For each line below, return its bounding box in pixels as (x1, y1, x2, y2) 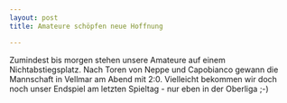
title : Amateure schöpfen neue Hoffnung (9, 22, 164, 31)
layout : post (9, 13, 59, 23)
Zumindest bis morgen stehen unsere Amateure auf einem (9, 54, 226, 65)
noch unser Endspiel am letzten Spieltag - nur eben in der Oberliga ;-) (9, 83, 269, 94)
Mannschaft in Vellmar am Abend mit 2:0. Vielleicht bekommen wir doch (9, 73, 278, 84)
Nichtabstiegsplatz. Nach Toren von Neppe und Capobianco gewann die (9, 64, 279, 75)
